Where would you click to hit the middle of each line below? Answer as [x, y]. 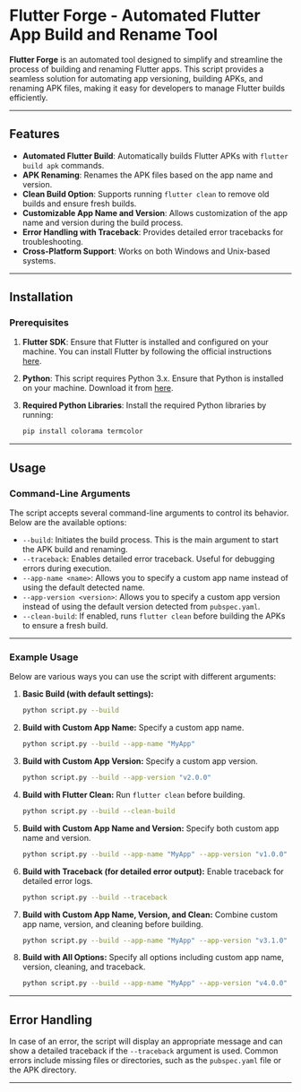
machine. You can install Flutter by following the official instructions [147, 351]
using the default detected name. [83, 587]
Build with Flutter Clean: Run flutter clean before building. [133, 794]
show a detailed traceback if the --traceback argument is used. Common [144, 1051]
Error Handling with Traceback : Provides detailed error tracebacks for [153, 232]
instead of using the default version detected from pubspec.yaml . [141, 607]
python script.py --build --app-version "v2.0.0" [117, 778]
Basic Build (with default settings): [88, 694]
